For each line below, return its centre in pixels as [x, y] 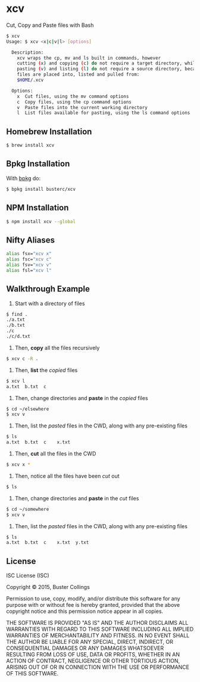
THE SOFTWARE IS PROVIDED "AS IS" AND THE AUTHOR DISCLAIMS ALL [97, 623]
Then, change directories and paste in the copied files [81, 398]
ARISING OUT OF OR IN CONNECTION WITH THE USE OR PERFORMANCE [98, 667]
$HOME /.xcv [30, 80]
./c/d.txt [18, 336]
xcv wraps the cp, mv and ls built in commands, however [89, 58]
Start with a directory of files [50, 303]
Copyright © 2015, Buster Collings [48, 587]
